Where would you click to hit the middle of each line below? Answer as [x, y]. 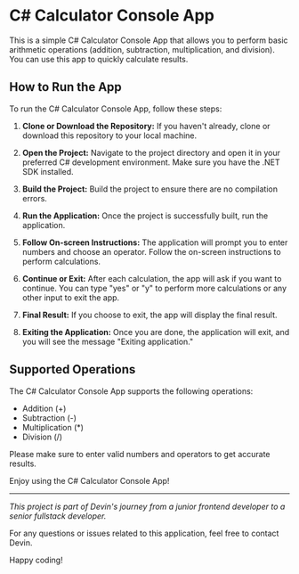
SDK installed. [48, 171]
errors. [34, 198]
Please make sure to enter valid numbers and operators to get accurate [140, 454]
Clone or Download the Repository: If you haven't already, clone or [146, 126]
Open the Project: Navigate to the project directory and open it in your [151, 152]
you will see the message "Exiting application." [108, 341]
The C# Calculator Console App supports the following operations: [131, 391]
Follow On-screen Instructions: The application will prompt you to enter [155, 242]
